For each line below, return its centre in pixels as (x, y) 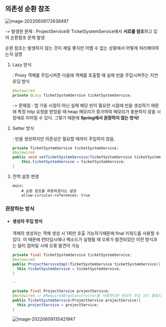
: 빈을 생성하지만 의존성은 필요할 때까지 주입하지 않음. (63, 139)
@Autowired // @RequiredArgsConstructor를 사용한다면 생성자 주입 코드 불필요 (87, 296)
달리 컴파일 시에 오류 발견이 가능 (49, 245)
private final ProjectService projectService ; (61, 291)
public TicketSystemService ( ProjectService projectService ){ (77, 300)
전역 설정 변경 (25, 176)
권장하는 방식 (20, 208)
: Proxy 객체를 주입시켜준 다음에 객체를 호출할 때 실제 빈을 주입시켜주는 (81, 75)
